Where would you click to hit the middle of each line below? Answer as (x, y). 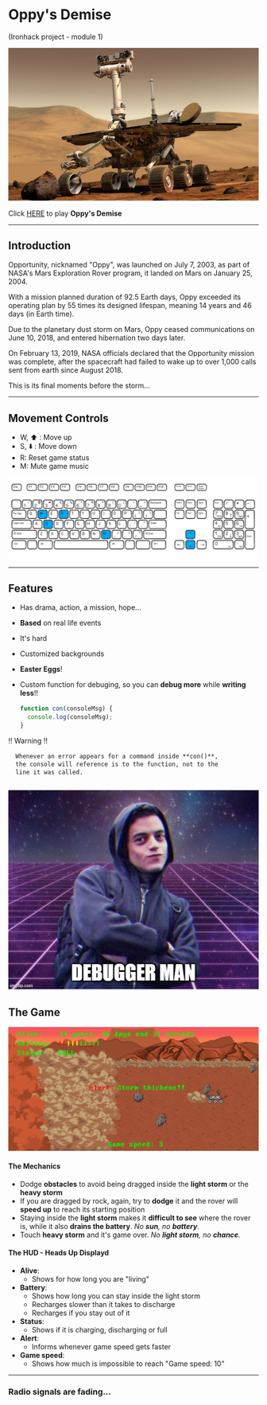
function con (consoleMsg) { (66, 709)
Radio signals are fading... (60, 1391)
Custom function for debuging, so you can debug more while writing (133, 685)
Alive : (29, 1270)
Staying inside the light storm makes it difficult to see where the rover (135, 1218)
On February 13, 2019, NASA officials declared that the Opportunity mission (132, 353)
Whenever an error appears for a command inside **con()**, (117, 757)
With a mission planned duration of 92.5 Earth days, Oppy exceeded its (124, 297)
